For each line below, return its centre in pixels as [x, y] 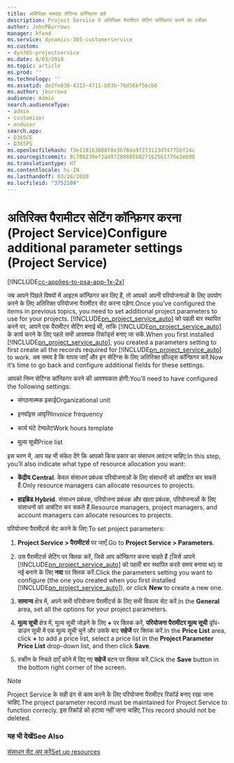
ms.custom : [23, 46]
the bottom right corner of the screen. [72, 667]
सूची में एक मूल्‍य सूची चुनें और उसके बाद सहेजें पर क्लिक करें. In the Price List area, [129, 631]
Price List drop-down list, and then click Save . [84, 646]
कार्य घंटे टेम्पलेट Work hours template [65, 428]
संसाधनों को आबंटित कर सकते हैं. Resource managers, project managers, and [117, 507]
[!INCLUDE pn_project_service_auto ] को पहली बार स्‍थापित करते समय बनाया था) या [120, 565]
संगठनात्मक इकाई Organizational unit [64, 400]
